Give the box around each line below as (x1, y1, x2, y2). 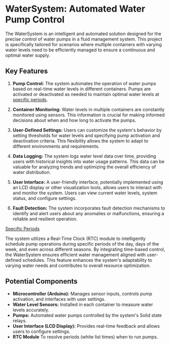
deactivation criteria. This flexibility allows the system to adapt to (12, 137, 149, 144)
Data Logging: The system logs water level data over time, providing (12, 153, 156, 159)
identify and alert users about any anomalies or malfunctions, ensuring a (12, 210, 164, 216)
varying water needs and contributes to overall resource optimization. (5, 262, 151, 268)
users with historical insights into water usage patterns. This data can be (12, 158, 165, 164)
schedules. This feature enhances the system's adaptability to (22, 257, 152, 263)
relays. (12, 318, 27, 324)
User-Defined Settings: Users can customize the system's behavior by (12, 127, 162, 133)
